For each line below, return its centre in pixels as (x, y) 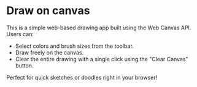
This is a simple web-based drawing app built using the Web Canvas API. (99, 28)
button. (24, 66)
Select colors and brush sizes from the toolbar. (74, 46)
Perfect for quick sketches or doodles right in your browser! (82, 77)
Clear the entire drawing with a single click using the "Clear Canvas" (102, 59)
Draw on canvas (48, 11)
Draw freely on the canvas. (49, 52)
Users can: (20, 34)
